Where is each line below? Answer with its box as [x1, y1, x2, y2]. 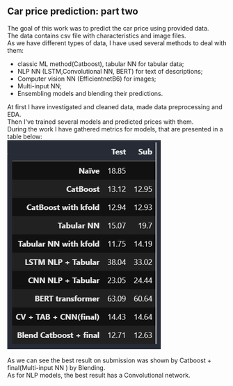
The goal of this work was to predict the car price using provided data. [7, 24, 209, 32]
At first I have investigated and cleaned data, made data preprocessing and [7, 102, 223, 111]
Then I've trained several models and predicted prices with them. [7, 118, 194, 126]
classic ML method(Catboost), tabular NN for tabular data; [17, 59, 184, 68]
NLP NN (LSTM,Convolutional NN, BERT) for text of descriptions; [17, 67, 203, 75]
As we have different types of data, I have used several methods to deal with [7, 38, 227, 47]
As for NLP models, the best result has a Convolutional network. [7, 371, 191, 379]
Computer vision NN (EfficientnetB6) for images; [17, 74, 156, 83]
